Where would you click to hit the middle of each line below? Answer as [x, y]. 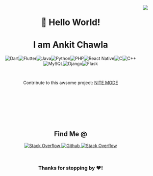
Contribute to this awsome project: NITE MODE [71, 83]
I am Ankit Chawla [71, 45]
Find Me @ [71, 134]
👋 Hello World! [71, 22]
